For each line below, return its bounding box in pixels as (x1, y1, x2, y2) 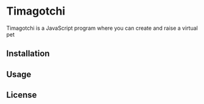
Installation (6, 49, 50, 59)
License (6, 90, 37, 100)
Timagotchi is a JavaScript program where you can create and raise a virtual (6, 24, 198, 32)
